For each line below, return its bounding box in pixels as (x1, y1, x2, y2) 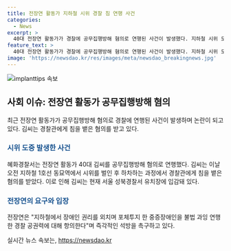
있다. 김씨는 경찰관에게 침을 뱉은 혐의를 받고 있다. (7, 124, 140, 132)
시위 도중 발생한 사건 (7, 143, 71, 153)
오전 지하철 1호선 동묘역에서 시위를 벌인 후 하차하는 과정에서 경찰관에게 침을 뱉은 (7, 169, 222, 177)
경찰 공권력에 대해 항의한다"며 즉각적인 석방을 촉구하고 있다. (14, 222, 175, 230)
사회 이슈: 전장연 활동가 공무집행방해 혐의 (7, 97, 170, 108)
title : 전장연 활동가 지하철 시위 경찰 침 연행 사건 (7, 10, 135, 17)
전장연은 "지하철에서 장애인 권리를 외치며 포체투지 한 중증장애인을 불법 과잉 (7, 213, 208, 222)
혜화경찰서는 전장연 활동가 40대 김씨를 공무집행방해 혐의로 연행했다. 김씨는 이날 (7, 160, 221, 168)
